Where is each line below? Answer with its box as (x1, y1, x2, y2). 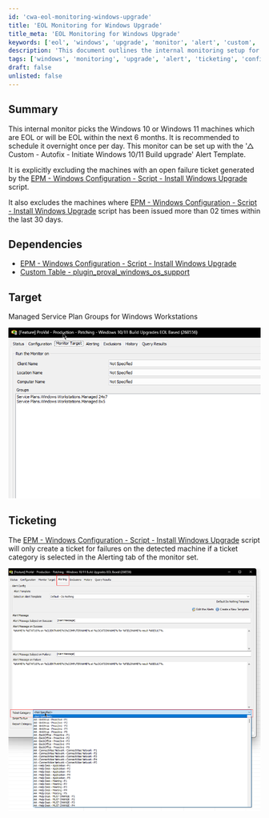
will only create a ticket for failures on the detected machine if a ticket (8, 543, 239, 553)
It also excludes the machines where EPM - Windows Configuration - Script (8, 197, 258, 207)
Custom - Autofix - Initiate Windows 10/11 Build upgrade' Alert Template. (8, 149, 247, 159)
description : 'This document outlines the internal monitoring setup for (8, 46, 260, 55)
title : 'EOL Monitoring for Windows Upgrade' (8, 21, 163, 30)
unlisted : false (8, 72, 62, 80)
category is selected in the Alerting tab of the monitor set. (8, 552, 199, 562)
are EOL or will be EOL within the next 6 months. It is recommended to (8, 132, 240, 142)
